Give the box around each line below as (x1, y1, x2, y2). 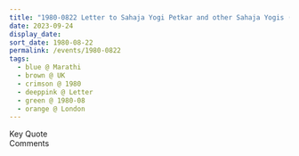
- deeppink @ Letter (17, 87, 93, 96)
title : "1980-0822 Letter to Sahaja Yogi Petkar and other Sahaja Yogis (9, 12, 285, 22)
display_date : (9, 29, 62, 38)
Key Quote (9, 128, 48, 139)
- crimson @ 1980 (17, 79, 82, 88)
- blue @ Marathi (17, 63, 82, 72)
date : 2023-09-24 (9, 21, 74, 30)
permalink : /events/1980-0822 (9, 46, 122, 55)
